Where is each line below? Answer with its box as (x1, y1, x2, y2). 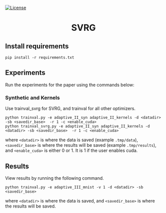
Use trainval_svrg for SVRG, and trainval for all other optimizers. (5, 106, 136, 111)
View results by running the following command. (5, 175, 104, 181)
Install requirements (5, 42, 69, 50)
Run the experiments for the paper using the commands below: (5, 82, 135, 88)
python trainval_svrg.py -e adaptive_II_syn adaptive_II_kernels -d (5, 124, 150, 129)
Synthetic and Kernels (5, 94, 60, 101)
